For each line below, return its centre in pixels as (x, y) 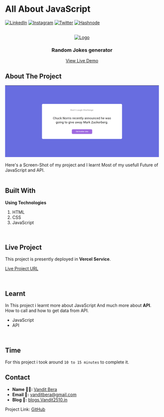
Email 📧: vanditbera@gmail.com (44, 394)
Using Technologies (26, 203)
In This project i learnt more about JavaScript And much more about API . (78, 306)
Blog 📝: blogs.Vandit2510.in (40, 400)
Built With (20, 191)
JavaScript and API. (25, 170)
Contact (18, 378)
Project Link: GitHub (25, 409)
